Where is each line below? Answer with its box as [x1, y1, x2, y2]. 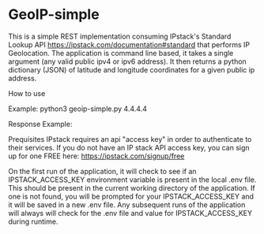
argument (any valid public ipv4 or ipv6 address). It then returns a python [8, 57, 247, 66]
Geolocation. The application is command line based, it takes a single [8, 48, 234, 58]
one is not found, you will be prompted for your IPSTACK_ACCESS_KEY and [8, 191, 255, 201]
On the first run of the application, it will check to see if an [8, 166, 197, 176]
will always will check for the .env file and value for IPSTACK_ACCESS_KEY [8, 208, 253, 217]
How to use [8, 88, 46, 98]
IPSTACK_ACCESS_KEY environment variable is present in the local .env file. [8, 175, 257, 184]
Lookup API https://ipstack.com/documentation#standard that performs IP [8, 39, 251, 49]
